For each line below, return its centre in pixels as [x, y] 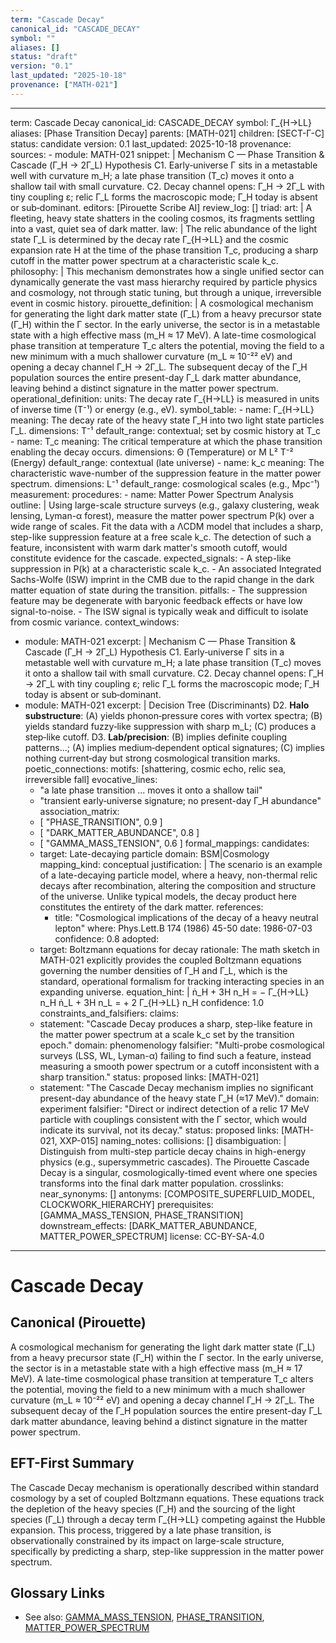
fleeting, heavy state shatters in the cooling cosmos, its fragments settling [162, 218]
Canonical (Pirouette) [78, 1322]
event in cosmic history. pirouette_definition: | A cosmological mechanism [162, 303]
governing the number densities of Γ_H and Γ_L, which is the [163, 970]
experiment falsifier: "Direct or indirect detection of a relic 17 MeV [174, 1108]
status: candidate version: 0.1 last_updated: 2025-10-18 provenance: [151, 143]
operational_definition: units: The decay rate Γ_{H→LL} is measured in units [165, 398]
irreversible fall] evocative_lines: [91, 779]
